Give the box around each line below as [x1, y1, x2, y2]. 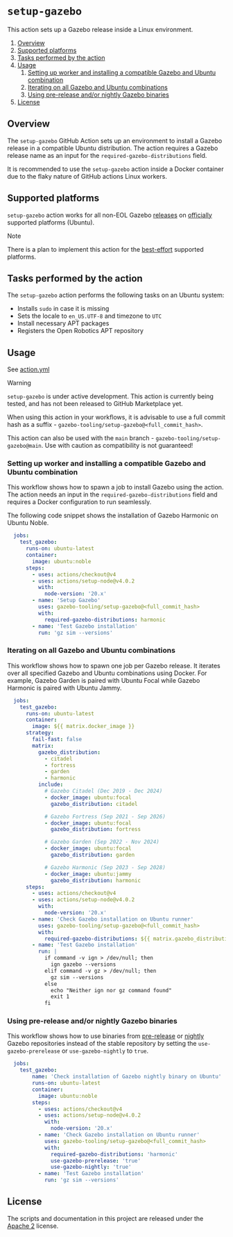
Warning [7, 379, 31, 387]
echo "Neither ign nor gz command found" [51, 987, 172, 994]
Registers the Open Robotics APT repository [17, 327, 144, 335]
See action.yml [7, 365, 50, 373]
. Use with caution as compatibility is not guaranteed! [41, 442, 193, 450]
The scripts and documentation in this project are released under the [7, 1214, 204, 1222]
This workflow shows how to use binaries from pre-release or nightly [7, 1032, 205, 1040]
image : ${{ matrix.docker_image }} [32, 723, 135, 730]
